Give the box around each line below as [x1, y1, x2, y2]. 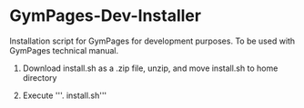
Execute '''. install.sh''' [22, 90, 107, 101]
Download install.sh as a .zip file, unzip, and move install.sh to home [22, 63, 279, 74]
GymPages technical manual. [9, 44, 119, 55]
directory [22, 72, 57, 83]
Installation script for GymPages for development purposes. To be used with [9, 35, 296, 46]
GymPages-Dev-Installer [9, 5, 202, 26]
